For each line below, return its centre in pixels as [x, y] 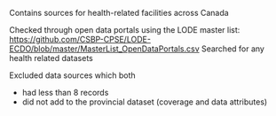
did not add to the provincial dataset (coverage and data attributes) [145, 102]
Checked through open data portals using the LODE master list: [125, 30]
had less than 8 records [65, 93]
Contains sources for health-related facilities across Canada [119, 13]
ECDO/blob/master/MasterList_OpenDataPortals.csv [104, 49]
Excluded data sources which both [72, 75]
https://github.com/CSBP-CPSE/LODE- [80, 39]
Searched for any [233, 49]
